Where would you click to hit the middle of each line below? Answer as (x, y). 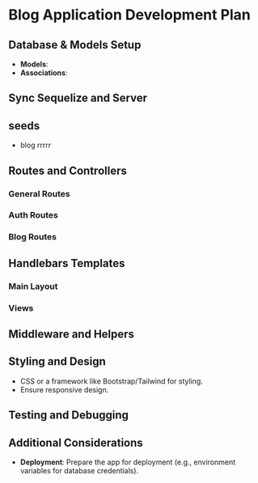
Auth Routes (33, 215)
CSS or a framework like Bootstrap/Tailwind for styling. (112, 381)
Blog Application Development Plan (129, 15)
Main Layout (33, 286)
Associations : (44, 73)
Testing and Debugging (69, 415)
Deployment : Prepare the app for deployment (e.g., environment (128, 462)
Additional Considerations (76, 443)
